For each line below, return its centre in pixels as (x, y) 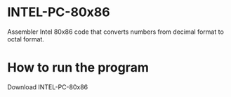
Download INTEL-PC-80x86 (48, 87)
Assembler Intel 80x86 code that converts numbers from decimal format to (116, 32)
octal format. (26, 39)
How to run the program (78, 68)
